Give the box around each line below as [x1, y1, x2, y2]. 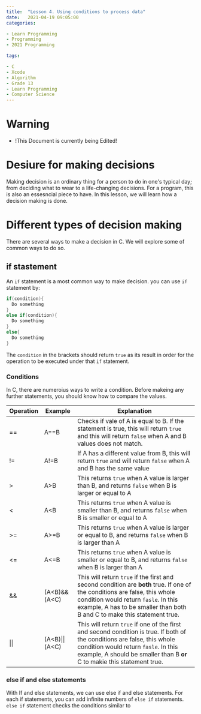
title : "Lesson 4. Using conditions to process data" [6, 8, 146, 15]
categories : [6, 20, 36, 26]
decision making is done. [6, 197, 68, 204]
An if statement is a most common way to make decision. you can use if [6, 277, 187, 285]
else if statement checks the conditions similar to [6, 702, 131, 709]
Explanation [117, 406, 153, 415]
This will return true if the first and [77, 572, 173, 581]
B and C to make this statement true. [77, 610, 179, 619]
